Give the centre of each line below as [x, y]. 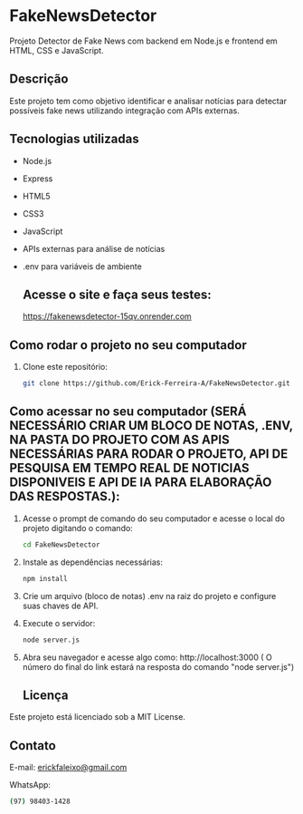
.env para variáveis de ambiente [82, 266]
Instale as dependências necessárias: [93, 562]
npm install [45, 578]
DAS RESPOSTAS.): [65, 496]
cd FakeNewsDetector [61, 545]
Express [38, 179]
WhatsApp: [30, 785]
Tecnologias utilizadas [74, 139]
